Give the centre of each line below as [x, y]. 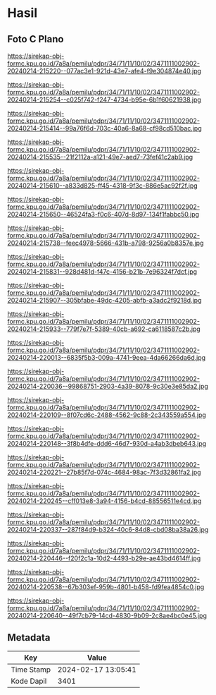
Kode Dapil [29, 681]
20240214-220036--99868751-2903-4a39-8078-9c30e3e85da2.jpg [108, 386]
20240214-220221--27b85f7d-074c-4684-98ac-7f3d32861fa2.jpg [104, 472]
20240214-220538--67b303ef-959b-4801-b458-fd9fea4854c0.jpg [106, 587]
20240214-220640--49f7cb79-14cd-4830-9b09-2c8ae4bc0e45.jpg [107, 616]
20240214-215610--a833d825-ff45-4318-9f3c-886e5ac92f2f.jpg [103, 186]
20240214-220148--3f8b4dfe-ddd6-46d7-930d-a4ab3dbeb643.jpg [107, 443]
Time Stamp [31, 670]
